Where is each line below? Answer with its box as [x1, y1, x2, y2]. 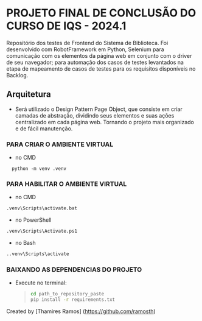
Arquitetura [6, 89, 51, 100]
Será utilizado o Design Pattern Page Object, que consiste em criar [15, 105, 183, 113]
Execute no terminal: [15, 279, 67, 286]
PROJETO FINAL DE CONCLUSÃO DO [6, 6, 197, 20]
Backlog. [6, 71, 29, 79]
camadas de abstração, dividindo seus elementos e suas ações [15, 111, 175, 119]
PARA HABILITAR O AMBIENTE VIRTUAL [6, 180, 127, 188]
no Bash [15, 239, 37, 247]
